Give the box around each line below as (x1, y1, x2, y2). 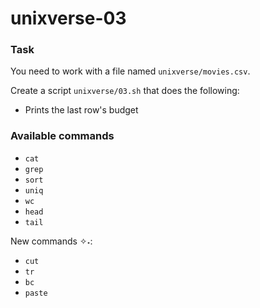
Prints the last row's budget (24, 104, 139, 116)
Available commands (10, 129, 115, 143)
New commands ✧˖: (10, 235, 93, 247)
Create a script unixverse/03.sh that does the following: (10, 85, 240, 97)
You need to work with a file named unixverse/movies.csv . (10, 65, 251, 77)
